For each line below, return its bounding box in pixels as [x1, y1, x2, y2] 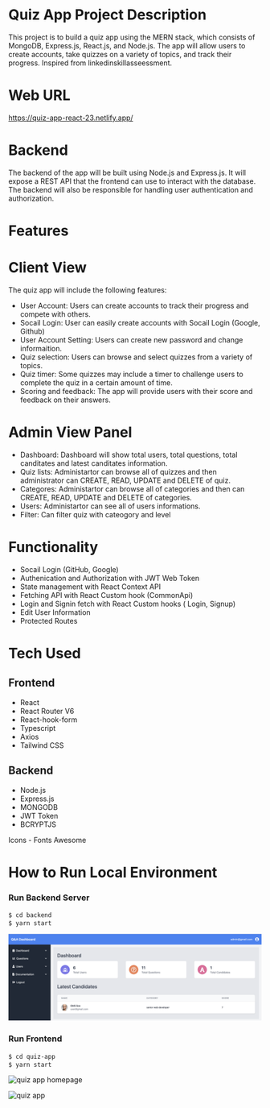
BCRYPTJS [19, 820, 57, 829]
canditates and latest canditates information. [19, 458, 168, 468]
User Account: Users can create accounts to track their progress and [19, 301, 249, 310]
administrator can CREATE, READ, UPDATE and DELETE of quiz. [19, 475, 231, 485]
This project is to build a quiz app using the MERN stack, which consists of [8, 32, 256, 42]
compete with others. [19, 309, 91, 319]
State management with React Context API [19, 582, 162, 591]
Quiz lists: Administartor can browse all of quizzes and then [19, 467, 217, 476]
